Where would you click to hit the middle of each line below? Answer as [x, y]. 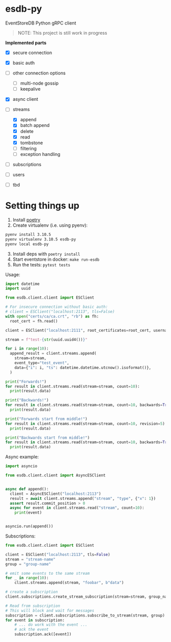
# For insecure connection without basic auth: [57, 307]
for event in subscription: [35, 620]
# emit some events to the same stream [48, 573]
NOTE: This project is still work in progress [62, 33]
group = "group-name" [28, 564]
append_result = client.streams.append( [53, 354]
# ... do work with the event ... [51, 625]
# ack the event [32, 630]
